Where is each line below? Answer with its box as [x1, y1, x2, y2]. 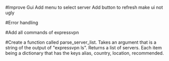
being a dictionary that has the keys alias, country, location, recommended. [5, 50, 164, 56]
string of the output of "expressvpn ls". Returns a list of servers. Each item [5, 45, 162, 50]
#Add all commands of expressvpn [5, 29, 79, 35]
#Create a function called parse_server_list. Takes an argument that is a [5, 39, 157, 45]
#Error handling [5, 20, 38, 25]
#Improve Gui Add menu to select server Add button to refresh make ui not [5, 5, 163, 10]
